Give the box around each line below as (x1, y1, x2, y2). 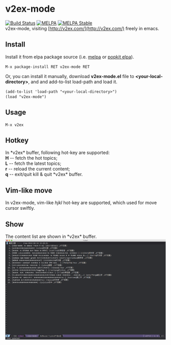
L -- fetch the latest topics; (5, 160, 62, 166)
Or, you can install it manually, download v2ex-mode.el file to (5, 73, 134, 79)
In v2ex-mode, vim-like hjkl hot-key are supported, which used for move (5, 200, 157, 206)
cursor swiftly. (5, 205, 35, 211)
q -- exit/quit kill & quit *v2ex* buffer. (5, 171, 83, 178)
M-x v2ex (5, 122, 24, 128)
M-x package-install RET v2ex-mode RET (5, 64, 90, 69)
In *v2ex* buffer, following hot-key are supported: (5, 150, 110, 156)
